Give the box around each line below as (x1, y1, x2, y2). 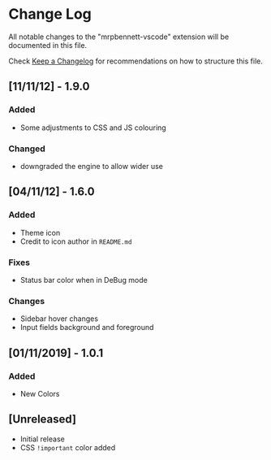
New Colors (19, 388, 60, 398)
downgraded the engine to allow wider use (19, 161, 164, 171)
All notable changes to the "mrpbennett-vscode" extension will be (8, 32, 230, 41)
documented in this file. (8, 40, 88, 50)
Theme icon (19, 228, 61, 237)
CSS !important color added (19, 442, 116, 452)
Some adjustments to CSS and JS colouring (19, 123, 166, 132)
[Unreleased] (8, 412, 77, 427)
